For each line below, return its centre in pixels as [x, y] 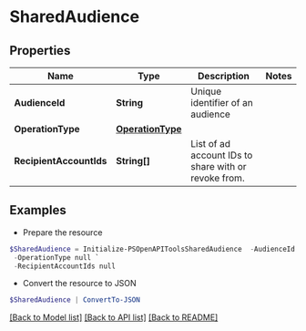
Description [224, 76]
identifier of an [222, 103]
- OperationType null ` [56, 257]
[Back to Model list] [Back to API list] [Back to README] [114, 317]
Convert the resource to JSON [79, 284]
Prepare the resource [62, 232]
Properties [40, 51]
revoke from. [218, 178]
